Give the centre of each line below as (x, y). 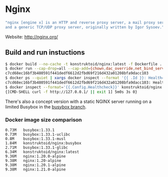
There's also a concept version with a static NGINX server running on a (78, 101)
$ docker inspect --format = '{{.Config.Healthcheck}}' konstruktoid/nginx (84, 87)
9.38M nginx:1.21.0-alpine (35, 169)
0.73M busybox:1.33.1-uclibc (38, 134)
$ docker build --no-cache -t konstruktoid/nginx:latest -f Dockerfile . (84, 64)
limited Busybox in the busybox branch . (46, 106)
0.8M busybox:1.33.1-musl (35, 138)
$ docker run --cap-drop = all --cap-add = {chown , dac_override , (70, 68)
